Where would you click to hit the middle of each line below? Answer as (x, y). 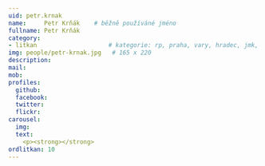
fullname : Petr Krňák (44, 30)
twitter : (30, 105)
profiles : (25, 82)
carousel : (25, 120)
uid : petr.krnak (35, 16)
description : (30, 61)
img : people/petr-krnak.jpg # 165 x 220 (80, 53)
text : (25, 134)
